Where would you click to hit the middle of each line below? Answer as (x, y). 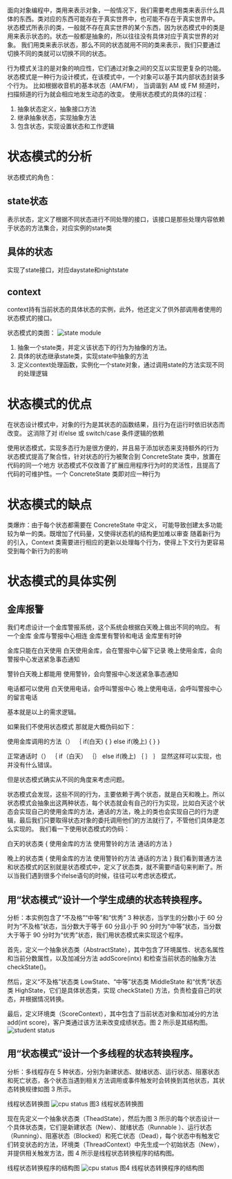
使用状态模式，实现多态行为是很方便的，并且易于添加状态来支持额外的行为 (113, 448)
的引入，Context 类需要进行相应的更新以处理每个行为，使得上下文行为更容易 (116, 542)
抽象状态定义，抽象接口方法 (57, 109)
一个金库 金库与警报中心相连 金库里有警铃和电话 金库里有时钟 (94, 636)
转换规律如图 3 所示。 (44, 1089)
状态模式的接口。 (31, 318)
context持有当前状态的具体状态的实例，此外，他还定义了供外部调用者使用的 (115, 310)
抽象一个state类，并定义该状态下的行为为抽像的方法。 (94, 348)
